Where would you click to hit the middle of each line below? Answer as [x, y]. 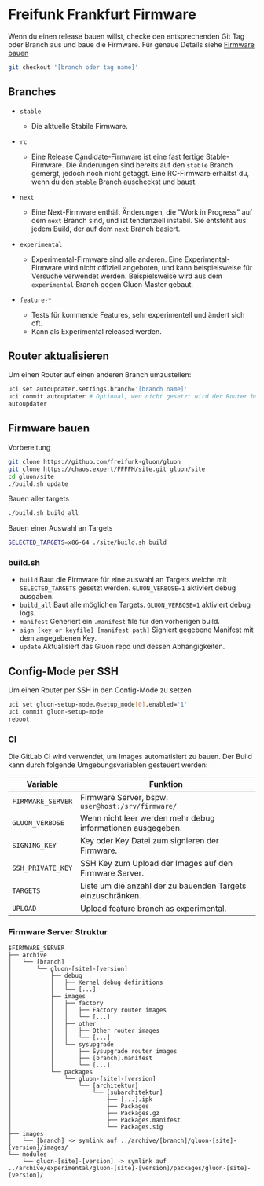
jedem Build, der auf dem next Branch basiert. [106, 229]
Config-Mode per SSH [64, 671]
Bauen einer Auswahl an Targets [60, 528]
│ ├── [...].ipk [81, 1100]
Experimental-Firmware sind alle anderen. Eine [107, 259]
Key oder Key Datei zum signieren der [150, 841]
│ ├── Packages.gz [84, 1114]
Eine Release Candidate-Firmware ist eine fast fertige [117, 156]
